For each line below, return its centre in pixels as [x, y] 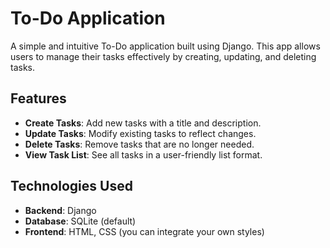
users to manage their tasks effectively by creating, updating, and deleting [163, 56]
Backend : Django [60, 210]
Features [38, 98]
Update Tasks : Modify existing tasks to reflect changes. [140, 133]
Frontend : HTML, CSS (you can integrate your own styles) [144, 231]
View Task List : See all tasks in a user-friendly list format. [143, 154]
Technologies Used [71, 186]
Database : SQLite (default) [80, 221]
